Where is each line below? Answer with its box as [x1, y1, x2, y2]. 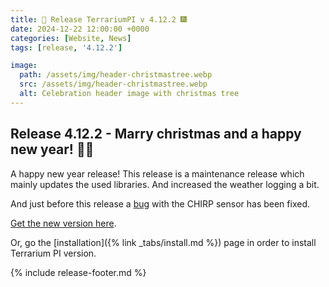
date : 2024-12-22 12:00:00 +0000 [10, 24, 150, 34]
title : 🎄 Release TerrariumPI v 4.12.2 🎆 [10, 14, 187, 25]
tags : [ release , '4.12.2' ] [10, 42, 123, 53]
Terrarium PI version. [10, 247, 97, 259]
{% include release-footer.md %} [10, 266, 147, 278]
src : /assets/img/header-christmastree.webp [19, 79, 208, 90]
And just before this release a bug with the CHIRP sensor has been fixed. [10, 197, 310, 210]
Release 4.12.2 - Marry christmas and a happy [10, 126, 302, 143]
